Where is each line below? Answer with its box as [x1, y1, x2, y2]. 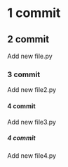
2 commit [7, 33, 50, 45]
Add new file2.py [7, 86, 57, 94]
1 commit [7, 5, 61, 21]
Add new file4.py [7, 151, 57, 160]
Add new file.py [7, 52, 53, 60]
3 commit [7, 69, 41, 79]
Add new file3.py [7, 117, 56, 126]
